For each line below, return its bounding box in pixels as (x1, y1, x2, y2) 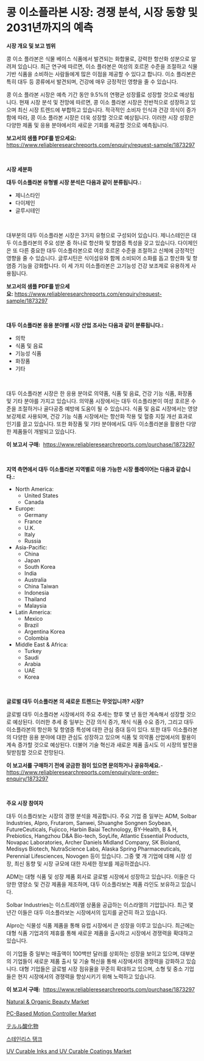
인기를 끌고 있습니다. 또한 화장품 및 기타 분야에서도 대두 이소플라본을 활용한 (6, 420, 185, 427)
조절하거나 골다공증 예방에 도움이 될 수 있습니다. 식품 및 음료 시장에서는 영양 (17, 405, 198, 412)
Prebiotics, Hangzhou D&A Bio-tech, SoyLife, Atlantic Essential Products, (6, 832, 189, 839)
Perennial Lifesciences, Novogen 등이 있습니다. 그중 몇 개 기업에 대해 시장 (6, 852, 186, 860)
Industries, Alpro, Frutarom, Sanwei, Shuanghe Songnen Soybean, (6, 819, 172, 826)
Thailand (24, 595, 47, 602)
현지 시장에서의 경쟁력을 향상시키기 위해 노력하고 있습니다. (17, 973, 157, 980)
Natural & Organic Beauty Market (6, 998, 90, 1005)
